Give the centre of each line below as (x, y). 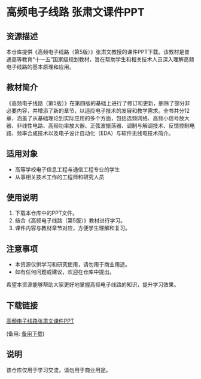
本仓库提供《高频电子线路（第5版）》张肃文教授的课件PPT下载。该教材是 (95, 52)
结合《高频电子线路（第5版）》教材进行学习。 (70, 221)
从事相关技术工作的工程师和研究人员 (60, 177)
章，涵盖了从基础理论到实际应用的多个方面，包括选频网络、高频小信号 (93, 118)
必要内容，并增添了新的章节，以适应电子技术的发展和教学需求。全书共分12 (98, 110)
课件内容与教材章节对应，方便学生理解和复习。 (72, 228)
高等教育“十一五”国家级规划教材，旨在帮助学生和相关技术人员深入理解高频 (103, 59)
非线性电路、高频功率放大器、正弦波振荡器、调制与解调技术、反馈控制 (103, 125)
